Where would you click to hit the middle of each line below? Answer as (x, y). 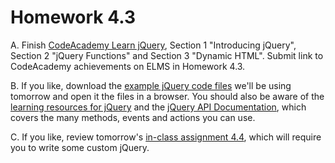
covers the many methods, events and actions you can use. (133, 117)
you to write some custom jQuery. (80, 147)
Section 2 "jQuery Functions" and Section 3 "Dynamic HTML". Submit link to (167, 55)
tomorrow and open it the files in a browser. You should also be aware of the (167, 96)
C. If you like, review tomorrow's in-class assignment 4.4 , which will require (166, 137)
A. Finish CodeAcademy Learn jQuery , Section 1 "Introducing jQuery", (153, 45)
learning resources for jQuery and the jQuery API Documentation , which (158, 107)
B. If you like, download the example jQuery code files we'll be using (151, 85)
